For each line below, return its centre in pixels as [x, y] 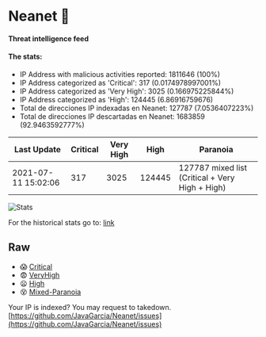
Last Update [38, 149]
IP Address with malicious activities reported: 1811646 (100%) [120, 74]
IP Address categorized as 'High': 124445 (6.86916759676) [116, 99]
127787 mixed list [213, 167]
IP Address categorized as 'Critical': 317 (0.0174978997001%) [120, 82]
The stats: [25, 57]
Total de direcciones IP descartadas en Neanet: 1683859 [112, 116]
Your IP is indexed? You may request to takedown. [90, 307]
